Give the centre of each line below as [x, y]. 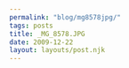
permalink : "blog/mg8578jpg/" [65, 17]
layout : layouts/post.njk [57, 50]
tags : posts [31, 26]
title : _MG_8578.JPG [48, 34]
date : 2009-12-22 [41, 42]
